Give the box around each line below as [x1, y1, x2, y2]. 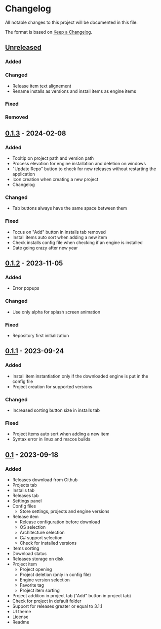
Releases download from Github [12, 477, 78, 483]
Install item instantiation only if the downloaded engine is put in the [12, 373, 149, 379]
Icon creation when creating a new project [12, 177, 99, 183]
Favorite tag [19, 582, 44, 588]
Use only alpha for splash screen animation [12, 309, 100, 315]
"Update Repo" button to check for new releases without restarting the [12, 166, 157, 172]
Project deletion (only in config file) [19, 571, 91, 577]
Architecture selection [19, 529, 65, 535]
